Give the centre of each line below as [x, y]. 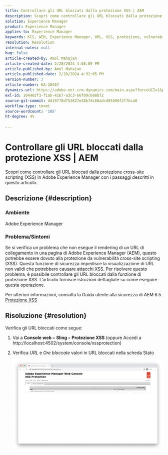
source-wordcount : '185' [31, 111]
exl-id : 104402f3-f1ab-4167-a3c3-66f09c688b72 [54, 95]
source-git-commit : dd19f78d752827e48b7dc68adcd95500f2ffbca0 [71, 100]
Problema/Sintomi [27, 237]
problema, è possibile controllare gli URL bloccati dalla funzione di [73, 274]
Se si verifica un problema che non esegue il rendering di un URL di [74, 247]
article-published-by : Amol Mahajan [43, 69]
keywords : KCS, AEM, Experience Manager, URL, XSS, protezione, [73, 37]
